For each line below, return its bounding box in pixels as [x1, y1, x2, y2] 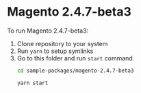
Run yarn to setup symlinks [16, 47, 94, 55]
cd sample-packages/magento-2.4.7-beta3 [16, 67, 134, 74]
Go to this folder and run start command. [16, 54, 135, 62]
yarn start [16, 79, 49, 86]
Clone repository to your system [16, 39, 108, 48]
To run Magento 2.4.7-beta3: [7, 26, 89, 35]
